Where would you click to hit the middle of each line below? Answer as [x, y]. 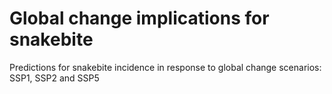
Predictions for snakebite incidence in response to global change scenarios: [165, 67]
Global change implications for [139, 18]
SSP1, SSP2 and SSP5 [54, 78]
